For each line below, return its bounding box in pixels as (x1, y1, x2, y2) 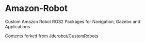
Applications (5, 23, 30, 29)
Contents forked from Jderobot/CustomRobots (5, 33, 98, 39)
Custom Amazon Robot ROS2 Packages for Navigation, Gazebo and (5, 19, 141, 24)
